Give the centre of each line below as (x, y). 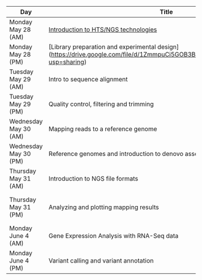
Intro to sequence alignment (88, 79)
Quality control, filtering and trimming (101, 104)
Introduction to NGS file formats (93, 179)
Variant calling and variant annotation (101, 260)
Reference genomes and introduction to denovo (116, 154)
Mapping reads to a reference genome (103, 129)
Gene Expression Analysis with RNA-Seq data (113, 236)
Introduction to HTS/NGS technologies (103, 30)
